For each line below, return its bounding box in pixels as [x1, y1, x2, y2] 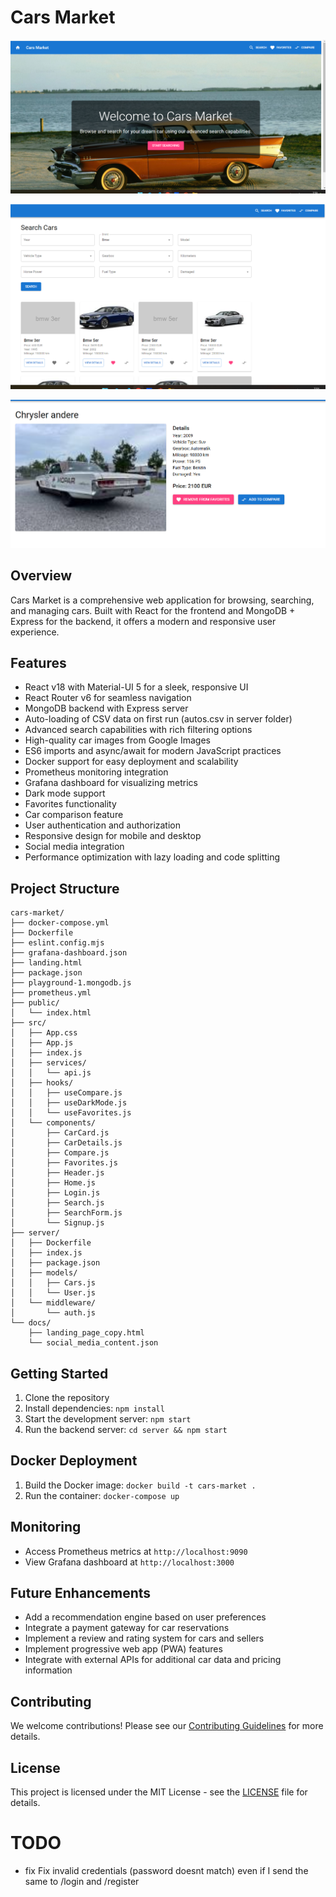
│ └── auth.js [10, 1308, 97, 1318]
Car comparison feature [24, 809, 124, 821]
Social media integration [24, 841, 125, 853]
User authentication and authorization [24, 819, 182, 831]
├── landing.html [10, 958, 83, 968]
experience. [10, 626, 60, 638]
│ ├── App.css [10, 1028, 78, 1038]
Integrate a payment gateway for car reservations [24, 1622, 230, 1634]
